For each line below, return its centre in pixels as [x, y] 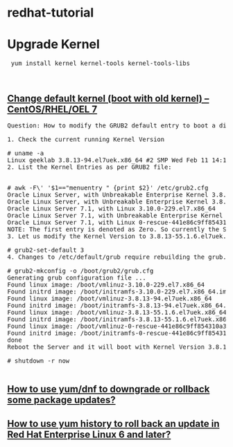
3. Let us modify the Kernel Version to [77, 236]
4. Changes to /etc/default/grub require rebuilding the [106, 257]
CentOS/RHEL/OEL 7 [52, 109]
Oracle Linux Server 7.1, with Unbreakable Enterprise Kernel [115, 215]
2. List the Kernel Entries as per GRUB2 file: [89, 167]
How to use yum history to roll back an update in [113, 423]
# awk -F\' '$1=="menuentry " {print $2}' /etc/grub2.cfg [108, 188]
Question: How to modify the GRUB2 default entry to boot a [112, 125]
